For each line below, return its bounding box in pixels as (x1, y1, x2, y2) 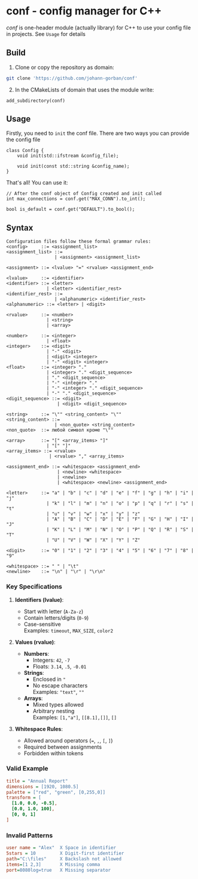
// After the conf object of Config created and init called (6, 190, 162, 197)
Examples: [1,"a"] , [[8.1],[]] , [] (32, 714, 117, 721)
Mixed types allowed (32, 701, 84, 708)
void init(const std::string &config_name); (17, 163, 130, 169)
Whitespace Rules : (14, 725, 63, 732)
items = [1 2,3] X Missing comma (6, 861, 100, 868)
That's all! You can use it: (6, 179, 68, 186)
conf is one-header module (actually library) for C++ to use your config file (6, 24, 191, 31)
